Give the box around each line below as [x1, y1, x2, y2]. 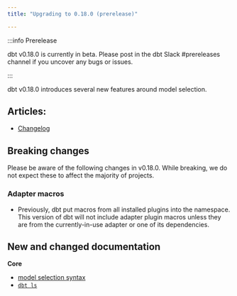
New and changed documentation [7, 241, 161, 253]
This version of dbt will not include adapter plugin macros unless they [17, 212, 221, 221]
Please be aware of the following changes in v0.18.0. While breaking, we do [7, 164, 228, 172]
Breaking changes [7, 145, 90, 157]
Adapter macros [7, 189, 65, 199]
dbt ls [17, 282, 38, 290]
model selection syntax [17, 273, 86, 282]
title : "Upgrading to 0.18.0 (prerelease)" [7, 10, 138, 18]
